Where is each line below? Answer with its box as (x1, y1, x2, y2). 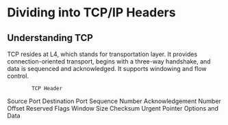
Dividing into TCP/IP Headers (7, 5, 176, 20)
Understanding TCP (7, 32, 94, 44)
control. (7, 72, 29, 80)
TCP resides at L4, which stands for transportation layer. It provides (7, 50, 198, 58)
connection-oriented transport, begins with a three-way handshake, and (7, 57, 211, 66)
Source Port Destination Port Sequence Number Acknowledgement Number (7, 97, 221, 105)
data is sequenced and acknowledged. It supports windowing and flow (7, 65, 207, 72)
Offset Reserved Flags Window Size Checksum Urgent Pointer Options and (7, 105, 219, 112)
